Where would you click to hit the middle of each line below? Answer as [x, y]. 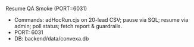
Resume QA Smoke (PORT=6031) [46, 9]
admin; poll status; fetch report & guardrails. [68, 26]
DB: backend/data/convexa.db [51, 38]
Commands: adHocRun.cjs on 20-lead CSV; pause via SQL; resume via [101, 20]
